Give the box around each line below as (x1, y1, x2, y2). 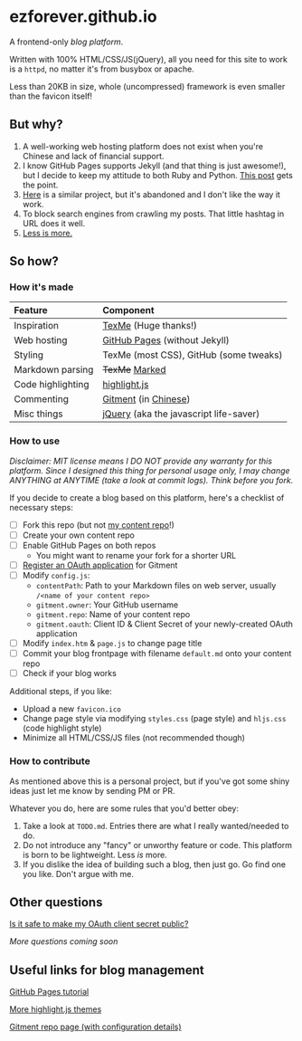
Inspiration (14, 320, 60, 332)
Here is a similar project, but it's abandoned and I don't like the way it (22, 188, 280, 200)
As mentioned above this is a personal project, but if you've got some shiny (9, 776, 290, 787)
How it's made (9, 281, 74, 293)
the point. (22, 179, 59, 190)
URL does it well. (22, 217, 86, 228)
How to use (9, 435, 61, 447)
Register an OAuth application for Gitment (22, 559, 178, 570)
